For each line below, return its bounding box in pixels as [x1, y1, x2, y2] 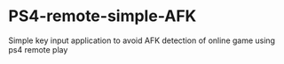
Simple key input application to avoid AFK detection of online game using [8, 35, 276, 46]
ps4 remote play [8, 44, 68, 54]
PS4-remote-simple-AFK [8, 6, 197, 26]
